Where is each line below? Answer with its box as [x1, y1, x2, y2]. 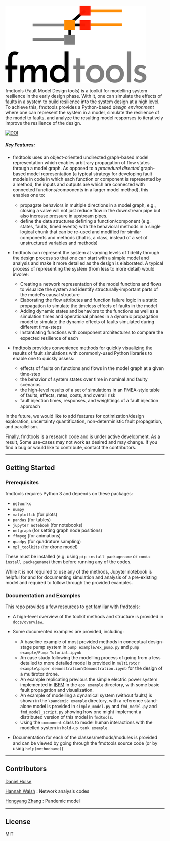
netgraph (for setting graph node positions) [12, 527, 103, 533]
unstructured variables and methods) [20, 240, 98, 246]
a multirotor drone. [20, 670, 59, 677]
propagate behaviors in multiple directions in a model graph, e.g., [20, 201, 156, 208]
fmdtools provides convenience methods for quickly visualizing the [12, 345, 153, 351]
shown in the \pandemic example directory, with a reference [20, 697, 143, 703]
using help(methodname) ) [12, 745, 64, 751]
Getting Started [5, 464, 55, 473]
